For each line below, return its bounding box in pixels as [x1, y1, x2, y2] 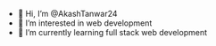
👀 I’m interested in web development [17, 18, 153, 28]
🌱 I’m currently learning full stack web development [17, 27, 208, 37]
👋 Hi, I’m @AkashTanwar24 [17, 9, 118, 19]
